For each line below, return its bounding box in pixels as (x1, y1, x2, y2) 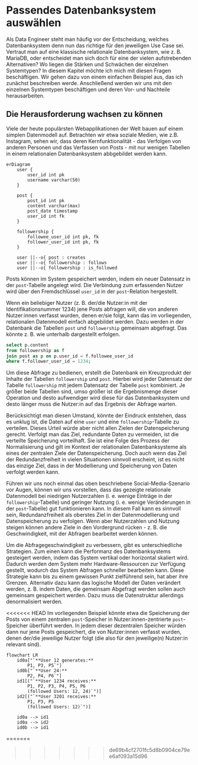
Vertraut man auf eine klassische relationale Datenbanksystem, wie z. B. (6, 48, 182, 55)
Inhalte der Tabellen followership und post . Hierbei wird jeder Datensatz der (6, 376, 193, 383)
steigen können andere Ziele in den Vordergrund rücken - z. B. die (6, 524, 167, 531)
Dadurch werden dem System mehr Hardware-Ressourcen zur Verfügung (6, 561, 186, 568)
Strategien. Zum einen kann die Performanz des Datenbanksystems (6, 548, 171, 555)
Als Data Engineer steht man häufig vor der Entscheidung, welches (6, 35, 169, 43)
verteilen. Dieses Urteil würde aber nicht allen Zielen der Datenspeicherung (6, 425, 189, 432)
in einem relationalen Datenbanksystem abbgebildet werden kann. (6, 150, 167, 157)
